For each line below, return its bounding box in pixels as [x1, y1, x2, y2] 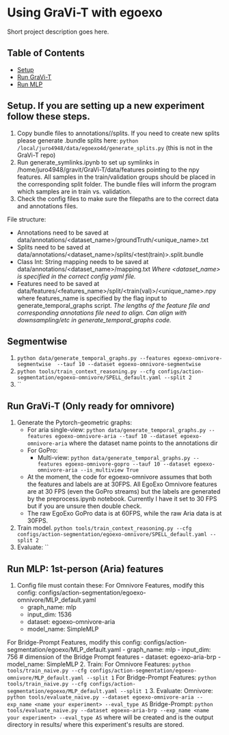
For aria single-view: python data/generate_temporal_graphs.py [27, 426, 206, 434]
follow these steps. [7, 111, 90, 123]
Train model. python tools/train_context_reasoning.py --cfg [16, 524, 192, 532]
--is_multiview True [80, 467, 139, 474]
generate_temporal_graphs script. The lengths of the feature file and [16, 301, 211, 309]
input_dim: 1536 [27, 610, 72, 618]
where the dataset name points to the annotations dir [68, 439, 218, 447]
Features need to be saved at [16, 279, 100, 287]
